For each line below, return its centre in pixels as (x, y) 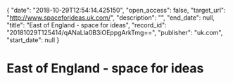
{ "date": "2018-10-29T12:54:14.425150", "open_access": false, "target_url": (116, 10)
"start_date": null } (33, 40)
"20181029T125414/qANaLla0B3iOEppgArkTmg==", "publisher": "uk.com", (115, 32)
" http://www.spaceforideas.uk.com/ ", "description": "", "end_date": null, (111, 18)
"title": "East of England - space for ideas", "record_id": (87, 25)
